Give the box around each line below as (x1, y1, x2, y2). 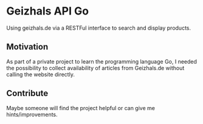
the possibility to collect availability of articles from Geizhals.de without (6, 64, 185, 71)
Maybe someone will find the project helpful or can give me (6, 104, 155, 111)
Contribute (6, 88, 49, 99)
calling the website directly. (6, 71, 75, 78)
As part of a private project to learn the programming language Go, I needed (6, 57, 198, 65)
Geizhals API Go (6, 4, 89, 18)
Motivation (6, 42, 49, 52)
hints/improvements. (6, 111, 58, 118)
